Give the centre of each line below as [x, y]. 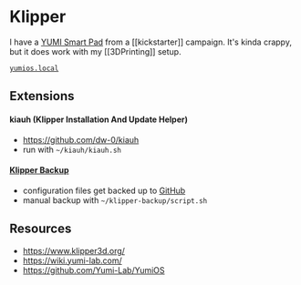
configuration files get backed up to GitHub [104, 190]
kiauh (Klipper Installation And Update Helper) [99, 119]
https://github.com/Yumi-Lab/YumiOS [94, 270]
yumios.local [34, 68]
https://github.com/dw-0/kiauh [81, 139]
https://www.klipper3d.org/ [74, 250]
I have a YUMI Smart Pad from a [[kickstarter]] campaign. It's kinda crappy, [150, 42]
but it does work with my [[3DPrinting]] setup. [95, 51]
